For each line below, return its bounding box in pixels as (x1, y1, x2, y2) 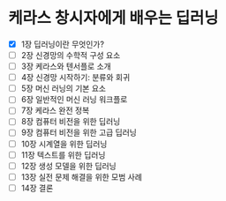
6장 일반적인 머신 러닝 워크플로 (20, 94, 128, 105)
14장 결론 (20, 182, 54, 193)
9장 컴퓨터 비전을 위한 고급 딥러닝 (20, 127, 138, 138)
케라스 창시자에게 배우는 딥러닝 (8, 8, 219, 28)
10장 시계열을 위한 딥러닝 (20, 138, 108, 149)
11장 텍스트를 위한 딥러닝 (20, 149, 106, 160)
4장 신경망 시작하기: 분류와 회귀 (20, 72, 131, 83)
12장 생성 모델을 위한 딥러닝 (20, 160, 117, 171)
